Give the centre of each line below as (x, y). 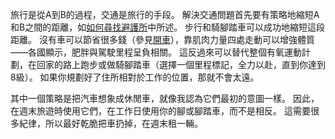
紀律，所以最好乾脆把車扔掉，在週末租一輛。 (110, 123)
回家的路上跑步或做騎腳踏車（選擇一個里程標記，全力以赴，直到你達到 (181, 64)
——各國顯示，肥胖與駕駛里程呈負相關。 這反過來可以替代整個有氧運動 (156, 52)
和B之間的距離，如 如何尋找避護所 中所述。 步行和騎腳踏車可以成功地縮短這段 (168, 27)
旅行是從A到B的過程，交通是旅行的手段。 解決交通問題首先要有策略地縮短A (165, 14)
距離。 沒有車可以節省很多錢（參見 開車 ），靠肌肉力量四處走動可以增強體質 (162, 39)
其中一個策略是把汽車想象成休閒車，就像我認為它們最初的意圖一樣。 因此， (165, 98)
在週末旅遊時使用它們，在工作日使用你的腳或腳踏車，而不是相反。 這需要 (160, 111)
